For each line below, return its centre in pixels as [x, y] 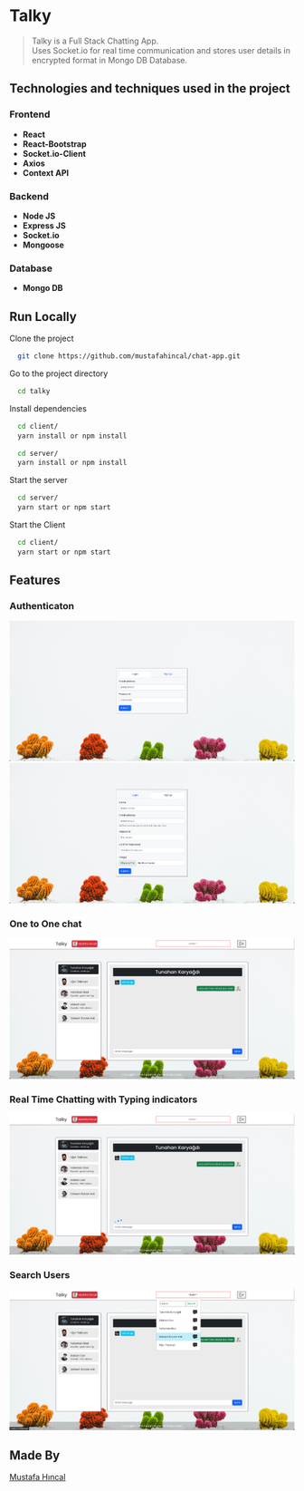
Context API [46, 172]
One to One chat [46, 924]
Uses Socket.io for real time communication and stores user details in [161, 50]
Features [35, 581]
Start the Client [38, 525]
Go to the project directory [59, 373]
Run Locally [43, 317]
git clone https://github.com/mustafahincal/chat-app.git [129, 356]
